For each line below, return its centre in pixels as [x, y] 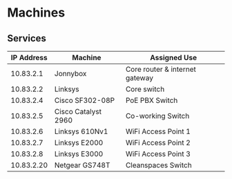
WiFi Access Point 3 [158, 154]
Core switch [145, 89]
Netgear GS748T [82, 165]
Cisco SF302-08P [85, 100]
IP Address [29, 58]
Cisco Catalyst [78, 112]
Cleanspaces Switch [158, 165]
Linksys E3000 [79, 154]
